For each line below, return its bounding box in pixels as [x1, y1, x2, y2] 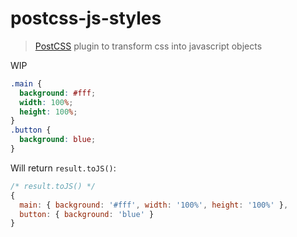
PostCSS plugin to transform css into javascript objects [34, 40, 263, 52]
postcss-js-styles [10, 7, 162, 30]
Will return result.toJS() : [10, 162, 117, 174]
